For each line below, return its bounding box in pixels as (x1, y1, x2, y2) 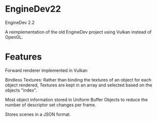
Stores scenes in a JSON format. (5, 111, 71, 117)
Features (5, 51, 42, 62)
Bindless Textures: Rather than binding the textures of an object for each (5, 77, 152, 82)
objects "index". (5, 87, 37, 93)
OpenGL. (5, 34, 23, 40)
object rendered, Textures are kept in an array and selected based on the (5, 82, 153, 88)
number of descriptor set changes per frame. (5, 101, 96, 108)
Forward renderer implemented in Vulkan (5, 67, 88, 73)
